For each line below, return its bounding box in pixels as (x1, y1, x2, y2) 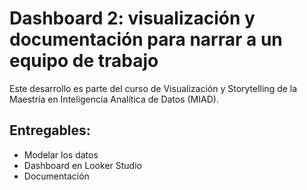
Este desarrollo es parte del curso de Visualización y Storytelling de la (9, 82, 298, 94)
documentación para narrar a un (9, 28, 283, 51)
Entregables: (9, 122, 91, 139)
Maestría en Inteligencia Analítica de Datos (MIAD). (9, 93, 219, 105)
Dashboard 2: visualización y (9, 7, 256, 30)
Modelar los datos (23, 148, 99, 161)
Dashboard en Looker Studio (23, 159, 142, 171)
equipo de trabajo (9, 50, 159, 72)
